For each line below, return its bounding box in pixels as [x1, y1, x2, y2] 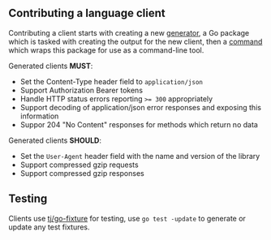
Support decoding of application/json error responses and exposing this [19, 102, 262, 112]
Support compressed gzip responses [19, 168, 144, 178]
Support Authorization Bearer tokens [19, 85, 144, 95]
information [19, 111, 59, 121]
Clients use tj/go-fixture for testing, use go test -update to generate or [8, 213, 246, 223]
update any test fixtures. [8, 222, 91, 232]
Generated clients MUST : [8, 61, 93, 71]
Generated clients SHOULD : [8, 135, 102, 145]
